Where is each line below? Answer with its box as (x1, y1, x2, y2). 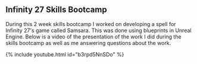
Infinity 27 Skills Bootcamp (5, 5, 108, 15)
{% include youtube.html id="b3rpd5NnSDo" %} (5, 50, 124, 58)
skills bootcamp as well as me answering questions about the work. (5, 39, 171, 46)
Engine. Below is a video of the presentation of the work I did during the (5, 33, 182, 40)
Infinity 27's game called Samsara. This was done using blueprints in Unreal (5, 27, 192, 34)
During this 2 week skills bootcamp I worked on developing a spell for (5, 20, 176, 27)
